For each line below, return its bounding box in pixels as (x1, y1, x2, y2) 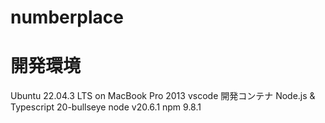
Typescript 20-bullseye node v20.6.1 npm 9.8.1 (10, 101, 202, 113)
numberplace (10, 6, 125, 29)
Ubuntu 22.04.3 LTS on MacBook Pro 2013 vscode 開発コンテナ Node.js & (10, 90, 316, 102)
